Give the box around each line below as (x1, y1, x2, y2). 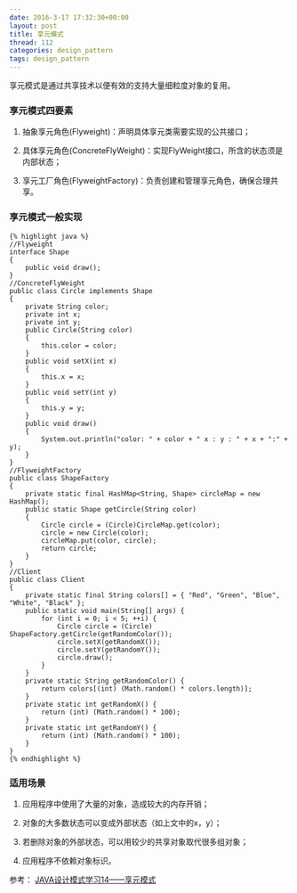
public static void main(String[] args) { (25, 606, 185, 615)
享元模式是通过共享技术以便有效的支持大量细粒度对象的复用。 (9, 80, 236, 90)
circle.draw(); (56, 652, 114, 662)
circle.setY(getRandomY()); (56, 645, 162, 654)
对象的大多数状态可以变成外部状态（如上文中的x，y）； (21, 817, 222, 828)
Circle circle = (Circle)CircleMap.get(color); (41, 520, 221, 529)
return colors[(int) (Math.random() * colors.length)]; (41, 684, 253, 693)
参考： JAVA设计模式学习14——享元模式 (9, 874, 157, 885)
